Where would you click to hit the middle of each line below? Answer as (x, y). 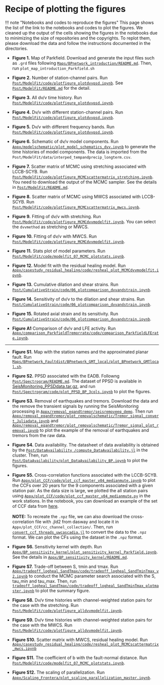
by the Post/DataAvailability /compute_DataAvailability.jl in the (80, 450)
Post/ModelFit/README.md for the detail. (51, 88)
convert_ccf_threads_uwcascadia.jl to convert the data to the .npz (79, 532)
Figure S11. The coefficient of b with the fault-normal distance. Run (80, 658)
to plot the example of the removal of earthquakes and (94, 430)
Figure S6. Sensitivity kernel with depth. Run (57, 546)
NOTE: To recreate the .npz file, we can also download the (71, 516)
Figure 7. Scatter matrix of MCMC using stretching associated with (79, 166)
